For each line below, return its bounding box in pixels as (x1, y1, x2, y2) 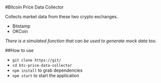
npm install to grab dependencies (12, 67, 83, 73)
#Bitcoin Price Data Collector (5, 4, 64, 10)
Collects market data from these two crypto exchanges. (5, 14, 118, 19)
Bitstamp (12, 23, 31, 29)
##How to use (5, 48, 34, 53)
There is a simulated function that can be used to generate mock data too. (5, 38, 157, 44)
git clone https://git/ (12, 58, 62, 63)
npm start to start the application (12, 73, 80, 78)
